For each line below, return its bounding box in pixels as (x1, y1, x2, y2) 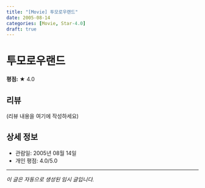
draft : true (6, 26, 37, 32)
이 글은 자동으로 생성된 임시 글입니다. (6, 175, 95, 183)
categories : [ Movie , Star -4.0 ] (6, 20, 86, 26)
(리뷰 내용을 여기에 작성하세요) (6, 112, 79, 120)
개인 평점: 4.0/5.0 (15, 157, 58, 164)
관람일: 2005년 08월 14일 (15, 149, 77, 156)
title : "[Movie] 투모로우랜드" (6, 9, 78, 15)
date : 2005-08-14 (6, 15, 51, 21)
